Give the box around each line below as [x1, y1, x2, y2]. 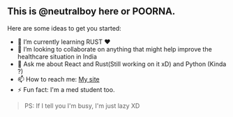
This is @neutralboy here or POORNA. [7, 6, 176, 17]
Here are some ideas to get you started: [7, 24, 122, 32]
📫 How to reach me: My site [17, 75, 100, 83]
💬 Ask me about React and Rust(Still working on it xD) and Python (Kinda [17, 59, 227, 68]
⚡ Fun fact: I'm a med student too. [17, 85, 115, 93]
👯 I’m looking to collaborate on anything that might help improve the [17, 45, 213, 53]
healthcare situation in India [17, 52, 98, 61]
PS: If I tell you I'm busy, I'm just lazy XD [24, 101, 140, 110]
